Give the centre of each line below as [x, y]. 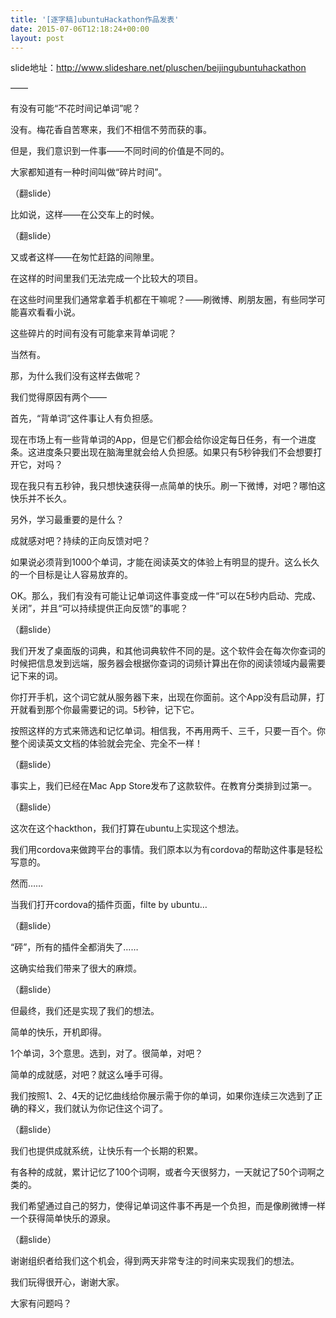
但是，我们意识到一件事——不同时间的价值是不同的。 [120, 151]
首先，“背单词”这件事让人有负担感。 [84, 418]
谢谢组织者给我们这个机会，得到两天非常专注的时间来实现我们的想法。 [155, 1261]
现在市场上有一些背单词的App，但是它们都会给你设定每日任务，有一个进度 [163, 440]
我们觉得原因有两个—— [58, 397]
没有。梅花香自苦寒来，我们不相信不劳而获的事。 [111, 130]
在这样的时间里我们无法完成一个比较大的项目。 [106, 278]
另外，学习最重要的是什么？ [67, 520]
